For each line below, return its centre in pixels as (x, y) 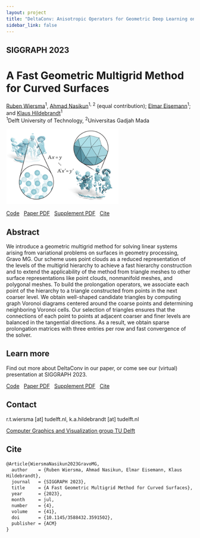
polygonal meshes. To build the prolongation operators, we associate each (98, 284)
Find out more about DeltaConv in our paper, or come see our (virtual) (92, 368)
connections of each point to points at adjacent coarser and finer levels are (98, 316)
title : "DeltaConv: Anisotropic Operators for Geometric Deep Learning (97, 19)
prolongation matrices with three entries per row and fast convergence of (96, 329)
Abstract (23, 232)
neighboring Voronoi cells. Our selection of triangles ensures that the (91, 310)
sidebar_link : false (32, 25)
